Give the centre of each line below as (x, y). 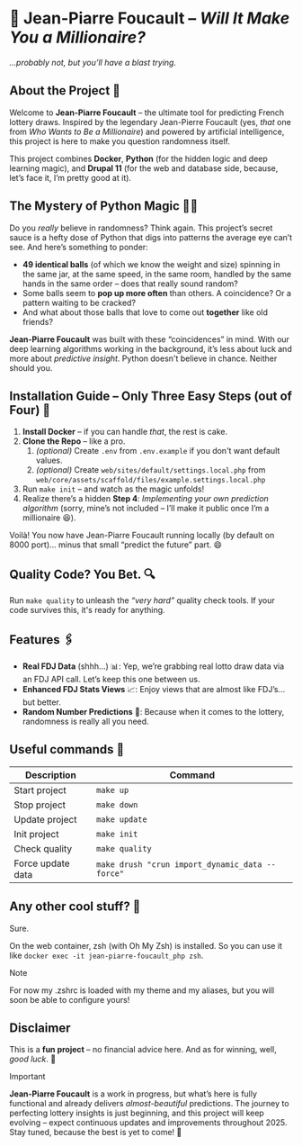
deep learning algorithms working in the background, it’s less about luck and (151, 348)
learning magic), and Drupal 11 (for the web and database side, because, (144, 168)
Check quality (43, 848)
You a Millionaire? (78, 37)
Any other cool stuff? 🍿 (75, 907)
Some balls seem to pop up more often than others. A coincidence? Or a (157, 293)
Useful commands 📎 (67, 749)
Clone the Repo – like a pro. (74, 441)
